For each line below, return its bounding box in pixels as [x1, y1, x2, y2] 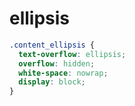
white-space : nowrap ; [18, 68, 109, 78]
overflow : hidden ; [18, 58, 96, 69]
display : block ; [18, 77, 86, 87]
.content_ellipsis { [9, 40, 96, 50]
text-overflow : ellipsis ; [18, 49, 127, 59]
